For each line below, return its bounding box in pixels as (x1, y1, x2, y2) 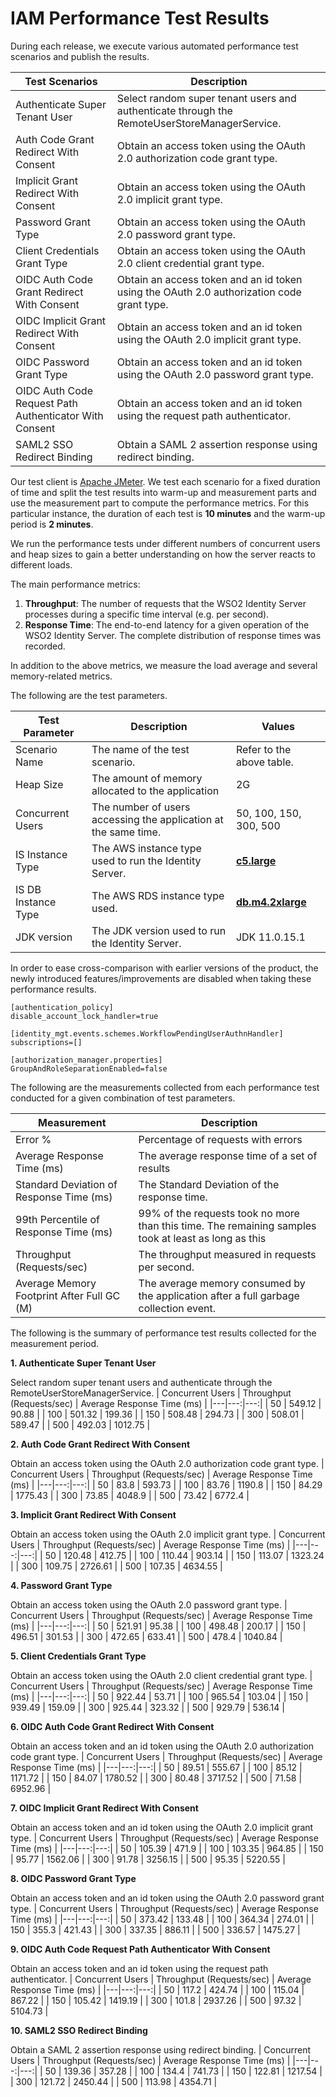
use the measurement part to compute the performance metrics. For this (10, 497, 310, 509)
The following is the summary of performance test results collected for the (10, 1327, 317, 1339)
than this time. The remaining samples (138, 1218, 317, 1232)
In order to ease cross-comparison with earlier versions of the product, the (10, 962, 319, 974)
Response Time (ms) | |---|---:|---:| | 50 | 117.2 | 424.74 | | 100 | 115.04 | (10, 1983, 305, 1996)
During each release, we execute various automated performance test (10, 40, 299, 52)
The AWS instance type (91, 841, 202, 855)
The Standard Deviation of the (138, 1177, 280, 1191)
